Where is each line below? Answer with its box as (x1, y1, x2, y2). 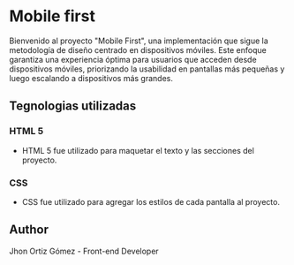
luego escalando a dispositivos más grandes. (9, 72, 174, 83)
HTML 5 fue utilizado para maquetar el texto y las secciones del (21, 145, 254, 155)
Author (9, 223, 49, 238)
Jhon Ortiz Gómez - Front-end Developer (9, 246, 159, 256)
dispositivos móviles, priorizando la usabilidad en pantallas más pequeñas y (9, 64, 285, 74)
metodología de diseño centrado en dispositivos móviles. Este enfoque (9, 44, 267, 55)
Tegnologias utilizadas (9, 99, 137, 114)
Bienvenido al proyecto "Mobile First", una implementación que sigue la (9, 35, 269, 46)
